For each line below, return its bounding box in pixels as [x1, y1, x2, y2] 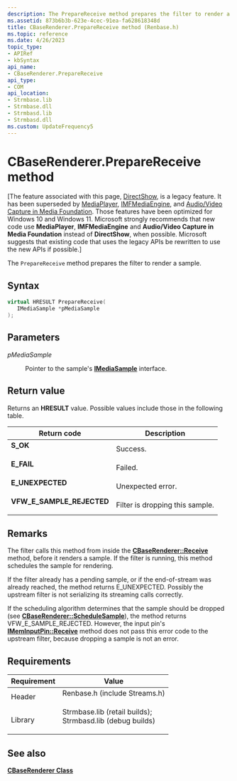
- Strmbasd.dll [7, 116, 53, 123]
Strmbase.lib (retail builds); [62, 707, 153, 717]
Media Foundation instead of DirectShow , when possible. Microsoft [7, 230, 207, 239]
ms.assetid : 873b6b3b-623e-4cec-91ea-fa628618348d [7, 17, 160, 24]
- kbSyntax [7, 57, 40, 64]
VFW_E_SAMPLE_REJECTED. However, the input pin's [7, 619, 165, 628]
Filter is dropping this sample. [116, 500, 214, 510]
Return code [38, 428, 82, 438]
